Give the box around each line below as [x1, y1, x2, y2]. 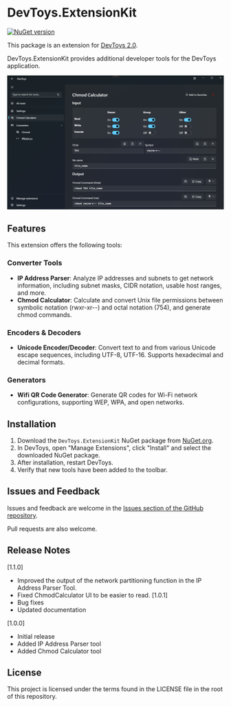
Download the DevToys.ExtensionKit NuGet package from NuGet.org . [16, 436, 214, 445]
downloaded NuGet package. [16, 451, 101, 460]
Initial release [16, 632, 55, 640]
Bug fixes [16, 598, 45, 606]
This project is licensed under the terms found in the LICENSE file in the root [7, 685, 223, 693]
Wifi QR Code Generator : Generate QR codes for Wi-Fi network [16, 391, 198, 399]
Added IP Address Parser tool [16, 639, 102, 648]
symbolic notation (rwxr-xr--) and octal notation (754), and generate [16, 303, 211, 311]
